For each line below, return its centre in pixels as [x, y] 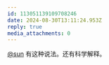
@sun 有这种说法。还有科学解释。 [57, 54]
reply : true [25, 27]
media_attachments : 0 [39, 33]
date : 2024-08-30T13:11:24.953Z [54, 20]
